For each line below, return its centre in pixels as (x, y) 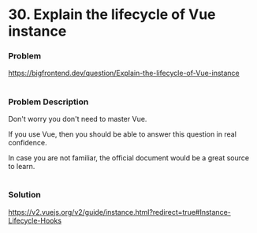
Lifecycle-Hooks (35, 220)
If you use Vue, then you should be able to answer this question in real (122, 134)
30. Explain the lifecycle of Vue (112, 15)
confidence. (28, 143)
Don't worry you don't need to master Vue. (78, 119)
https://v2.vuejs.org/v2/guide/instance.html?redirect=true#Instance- (119, 212)
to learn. (22, 167)
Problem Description (48, 102)
